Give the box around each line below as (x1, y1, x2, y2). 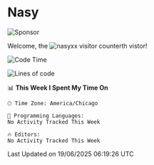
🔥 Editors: (7, 131, 41, 138)
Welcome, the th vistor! (7, 41, 148, 50)
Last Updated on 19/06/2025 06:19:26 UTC (7, 149, 134, 158)
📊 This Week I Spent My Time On (7, 83, 108, 92)
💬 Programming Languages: (7, 112, 84, 119)
